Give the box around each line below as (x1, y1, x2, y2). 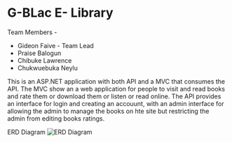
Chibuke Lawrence (17, 56, 72, 64)
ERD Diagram (7, 128, 46, 136)
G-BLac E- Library (7, 5, 114, 21)
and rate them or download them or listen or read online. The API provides (7, 92, 221, 100)
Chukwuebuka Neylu (17, 63, 79, 72)
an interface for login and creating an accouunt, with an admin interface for (7, 99, 224, 107)
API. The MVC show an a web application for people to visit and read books (7, 84, 226, 93)
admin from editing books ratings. (7, 114, 105, 123)
